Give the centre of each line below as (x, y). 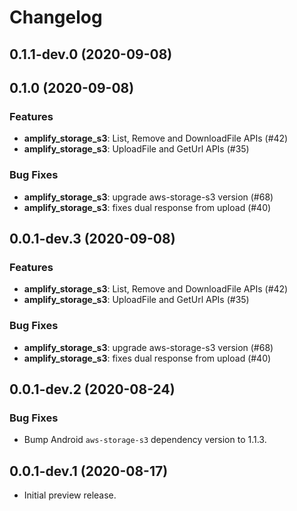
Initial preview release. (70, 495)
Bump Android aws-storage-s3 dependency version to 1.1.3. (145, 440)
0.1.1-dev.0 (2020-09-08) (91, 54)
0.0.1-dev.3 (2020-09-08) (92, 238)
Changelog (56, 17)
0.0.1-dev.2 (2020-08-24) (92, 389)
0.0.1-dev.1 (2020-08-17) (89, 471)
